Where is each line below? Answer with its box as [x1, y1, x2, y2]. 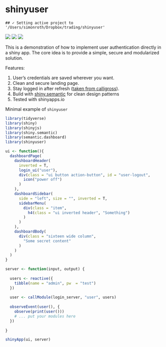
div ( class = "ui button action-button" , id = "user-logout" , [18, 172, 151, 177]
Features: [5, 65, 25, 71]
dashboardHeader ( [14, 158, 51, 163]
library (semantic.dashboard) [5, 135, 67, 140]
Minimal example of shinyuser [5, 106, 68, 112]
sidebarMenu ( [18, 201, 47, 206]
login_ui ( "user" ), [18, 168, 58, 173]
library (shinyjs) [5, 125, 42, 131]
